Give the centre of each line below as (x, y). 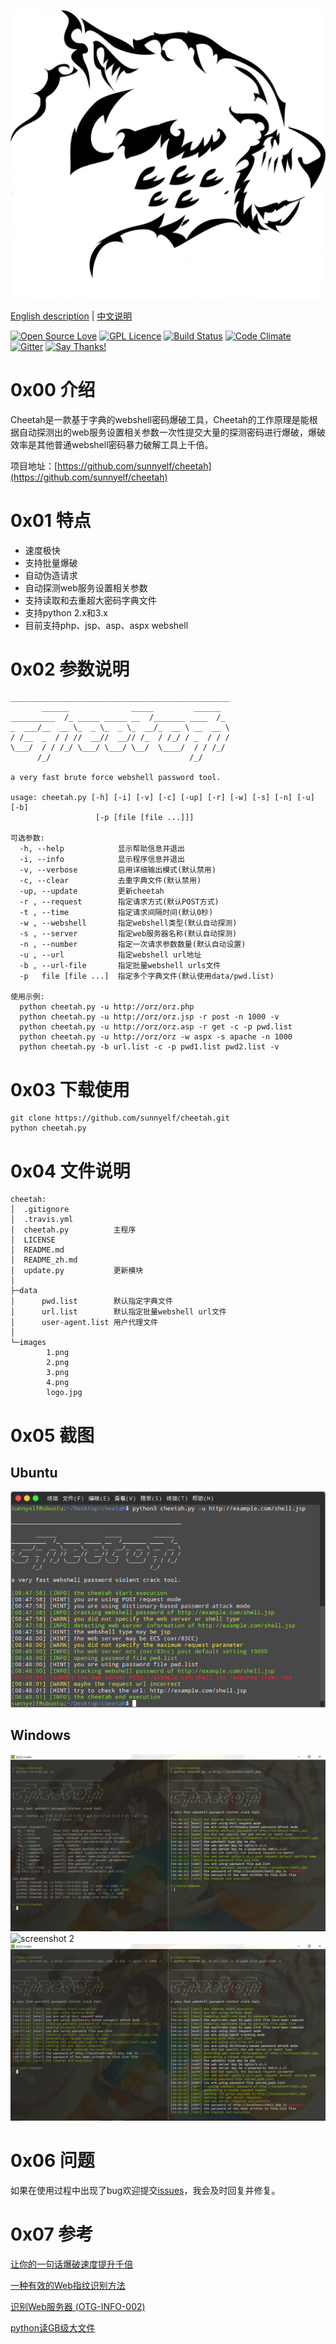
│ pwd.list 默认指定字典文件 (91, 1301)
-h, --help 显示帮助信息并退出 (102, 849)
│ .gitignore (40, 1210)
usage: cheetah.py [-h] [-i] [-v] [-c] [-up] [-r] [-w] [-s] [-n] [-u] (162, 798)
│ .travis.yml (42, 1220)
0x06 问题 (52, 2160)
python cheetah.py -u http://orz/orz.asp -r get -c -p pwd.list (156, 1027)
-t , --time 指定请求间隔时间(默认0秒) (116, 913)
